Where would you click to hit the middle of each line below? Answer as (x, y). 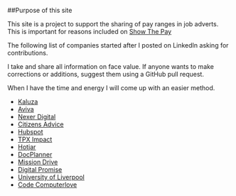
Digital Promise (40, 169)
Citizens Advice (41, 124)
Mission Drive (38, 162)
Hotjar (27, 147)
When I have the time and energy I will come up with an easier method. (111, 88)
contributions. (28, 53)
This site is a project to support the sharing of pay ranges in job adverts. (113, 24)
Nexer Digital (37, 117)
